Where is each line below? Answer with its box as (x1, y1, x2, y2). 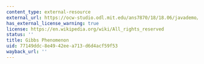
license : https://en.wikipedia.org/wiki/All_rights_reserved (6, 26, 165, 32)
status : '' (6, 32, 34, 38)
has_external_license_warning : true (6, 20, 99, 26)
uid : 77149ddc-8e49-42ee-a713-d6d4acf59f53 (6, 43, 118, 49)
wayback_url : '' (6, 49, 47, 55)
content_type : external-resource (6, 9, 91, 15)
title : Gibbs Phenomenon (6, 37, 69, 43)
